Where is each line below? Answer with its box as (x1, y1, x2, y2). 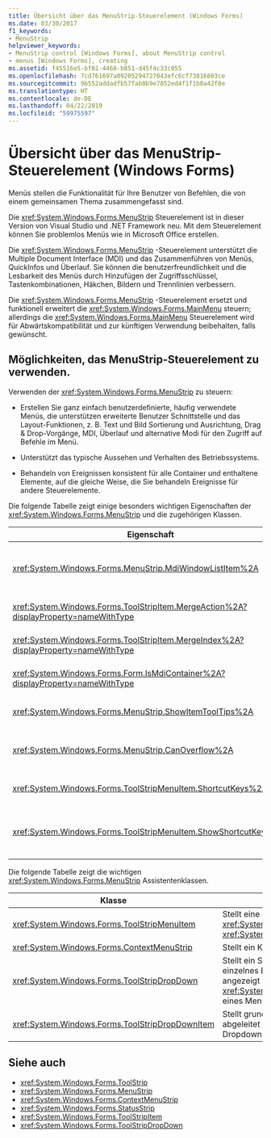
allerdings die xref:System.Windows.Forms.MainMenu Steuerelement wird (8, 312, 255, 321)
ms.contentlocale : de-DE (8, 94, 92, 103)
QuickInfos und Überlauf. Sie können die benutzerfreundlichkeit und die (8, 262, 247, 271)
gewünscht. (8, 329, 48, 339)
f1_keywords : (8, 27, 52, 35)
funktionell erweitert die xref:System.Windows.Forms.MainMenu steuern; (8, 304, 252, 313)
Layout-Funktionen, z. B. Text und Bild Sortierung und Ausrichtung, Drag (19, 419, 261, 429)
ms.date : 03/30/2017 (8, 19, 78, 27)
